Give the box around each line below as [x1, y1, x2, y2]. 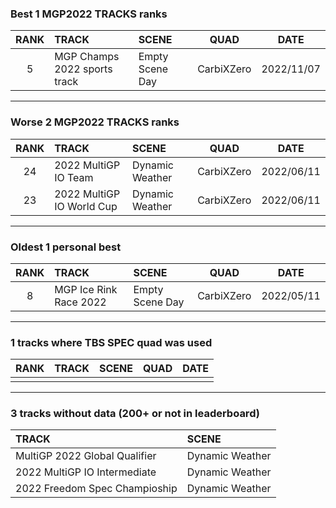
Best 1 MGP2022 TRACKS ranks [10, 7, 168, 21]
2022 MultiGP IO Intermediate [15, 465, 157, 479]
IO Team [54, 170, 94, 184]
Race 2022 [54, 295, 107, 309]
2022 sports [54, 62, 113, 76]
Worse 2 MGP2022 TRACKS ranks [10, 115, 180, 129]
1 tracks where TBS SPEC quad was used [10, 335, 213, 349]
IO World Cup [54, 199, 118, 213]
